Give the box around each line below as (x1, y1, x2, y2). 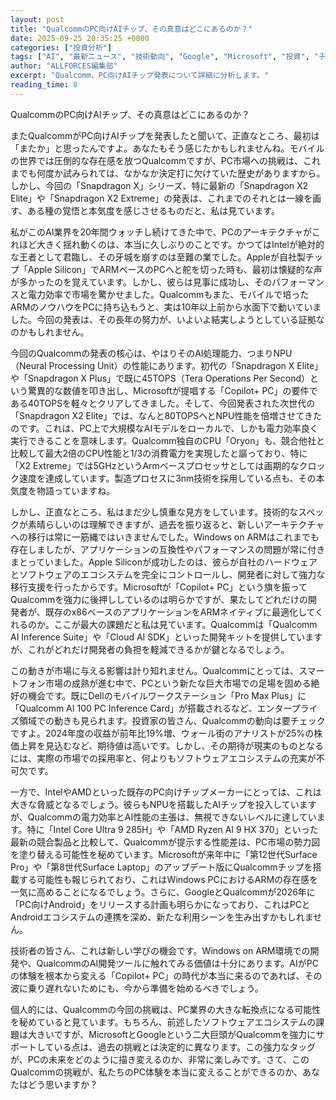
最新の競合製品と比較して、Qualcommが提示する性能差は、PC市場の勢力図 (10, 836, 321, 848)
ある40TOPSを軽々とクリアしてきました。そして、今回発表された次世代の (10, 397, 316, 409)
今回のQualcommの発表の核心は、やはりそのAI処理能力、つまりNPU (10, 347, 293, 359)
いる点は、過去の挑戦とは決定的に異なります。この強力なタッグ (53, 1041, 317, 1053)
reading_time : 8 (10, 80, 78, 90)
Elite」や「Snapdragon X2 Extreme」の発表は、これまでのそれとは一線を (10, 192, 313, 204)
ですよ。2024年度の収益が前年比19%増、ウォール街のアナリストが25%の (10, 727, 315, 739)
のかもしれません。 (10, 326, 90, 338)
